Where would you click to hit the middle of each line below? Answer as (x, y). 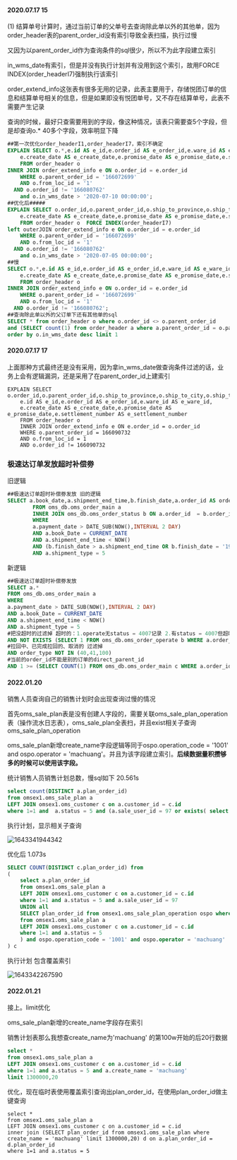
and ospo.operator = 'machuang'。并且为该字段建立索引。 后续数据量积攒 (114, 754)
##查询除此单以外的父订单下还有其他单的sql (62, 314)
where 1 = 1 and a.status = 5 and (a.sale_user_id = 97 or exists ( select (118, 811)
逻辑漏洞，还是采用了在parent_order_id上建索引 (101, 376)
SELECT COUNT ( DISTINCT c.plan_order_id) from (75, 868)
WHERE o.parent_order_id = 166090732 (75, 432)
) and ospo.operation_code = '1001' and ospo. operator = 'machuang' (123, 940)
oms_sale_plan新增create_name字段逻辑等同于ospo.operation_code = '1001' (118, 745)
